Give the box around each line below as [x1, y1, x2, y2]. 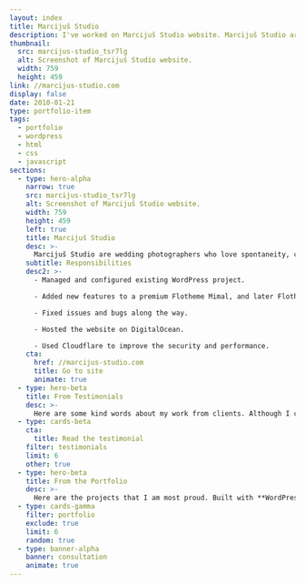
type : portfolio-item [9, 106, 92, 116]
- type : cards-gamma [17, 502, 95, 511]
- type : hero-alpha [17, 174, 92, 183]
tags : [9, 115, 30, 124]
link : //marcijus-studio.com [9, 81, 120, 90]
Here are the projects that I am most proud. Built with [33, 493, 254, 503]
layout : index [9, 13, 64, 23]
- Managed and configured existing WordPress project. [33, 276, 246, 285]
